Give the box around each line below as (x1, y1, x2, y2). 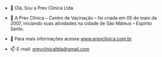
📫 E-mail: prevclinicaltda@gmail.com (10, 46, 90, 52)
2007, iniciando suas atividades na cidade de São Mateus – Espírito (10, 21, 152, 26)
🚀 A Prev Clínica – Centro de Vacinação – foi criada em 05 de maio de (10, 15, 157, 21)
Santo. (10, 26, 24, 32)
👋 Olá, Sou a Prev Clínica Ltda (10, 5, 73, 11)
